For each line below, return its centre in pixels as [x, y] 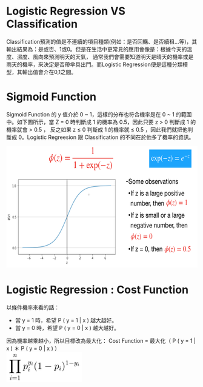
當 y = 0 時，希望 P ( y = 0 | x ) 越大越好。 [67, 328]
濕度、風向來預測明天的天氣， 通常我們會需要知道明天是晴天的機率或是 [105, 56]
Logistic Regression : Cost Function [98, 290]
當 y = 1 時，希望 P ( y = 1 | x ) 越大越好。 [66, 320]
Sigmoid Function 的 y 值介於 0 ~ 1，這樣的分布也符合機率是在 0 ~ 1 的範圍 [99, 114]
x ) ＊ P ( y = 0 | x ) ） [33, 348]
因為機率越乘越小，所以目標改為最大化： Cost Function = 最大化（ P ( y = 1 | [101, 340]
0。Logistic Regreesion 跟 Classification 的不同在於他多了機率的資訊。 [106, 137]
